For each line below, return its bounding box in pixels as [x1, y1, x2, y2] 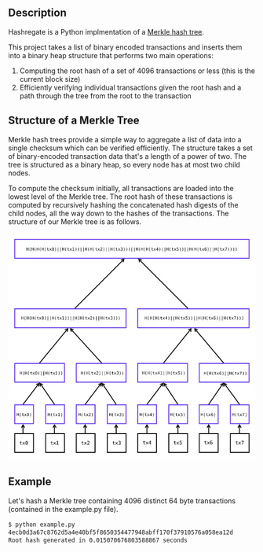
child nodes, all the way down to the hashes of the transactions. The [8, 208, 229, 218]
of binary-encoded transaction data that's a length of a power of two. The [8, 151, 247, 160]
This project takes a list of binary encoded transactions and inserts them [8, 42, 243, 52]
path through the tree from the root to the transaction [19, 90, 192, 101]
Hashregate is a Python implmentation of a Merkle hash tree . [8, 27, 205, 36]
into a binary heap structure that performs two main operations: [8, 50, 214, 60]
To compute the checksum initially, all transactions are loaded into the [8, 183, 234, 193]
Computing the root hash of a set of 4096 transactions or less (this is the [19, 66, 255, 75]
